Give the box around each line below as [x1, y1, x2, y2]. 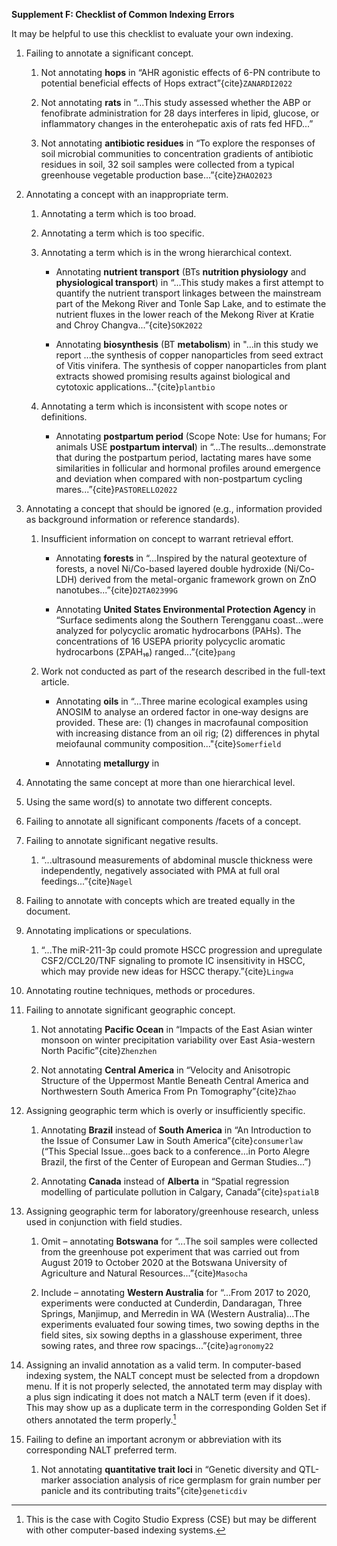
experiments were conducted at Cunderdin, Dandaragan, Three [40, 1297, 303, 1309]
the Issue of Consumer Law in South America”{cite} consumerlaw [40, 1135, 303, 1146]
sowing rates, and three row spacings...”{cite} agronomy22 [40, 1340, 274, 1351]
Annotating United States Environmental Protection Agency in [55, 604, 316, 615]
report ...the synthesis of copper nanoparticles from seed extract [55, 349, 324, 361]
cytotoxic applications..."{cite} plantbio [55, 381, 216, 393]
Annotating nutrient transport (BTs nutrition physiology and [55, 266, 307, 278]
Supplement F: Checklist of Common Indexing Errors [11, 9, 235, 20]
